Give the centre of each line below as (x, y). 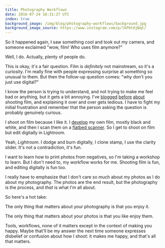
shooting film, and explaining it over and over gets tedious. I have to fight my (83, 102)
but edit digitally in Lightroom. (35, 133)
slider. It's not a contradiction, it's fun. (44, 147)
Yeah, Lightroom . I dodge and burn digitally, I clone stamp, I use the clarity (81, 142)
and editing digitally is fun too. (36, 168)
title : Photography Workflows (36, 10)
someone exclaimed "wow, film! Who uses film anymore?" (64, 47)
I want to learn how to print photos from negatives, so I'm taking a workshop (82, 157)
